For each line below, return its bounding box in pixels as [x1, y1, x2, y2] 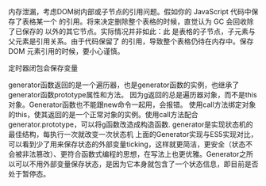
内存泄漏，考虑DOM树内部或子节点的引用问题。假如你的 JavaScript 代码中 [8, 7, 252, 16]
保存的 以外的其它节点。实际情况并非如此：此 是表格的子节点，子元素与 [21, 27, 256, 36]
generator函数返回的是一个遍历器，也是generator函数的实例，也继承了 [8, 80, 240, 89]
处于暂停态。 [8, 169, 50, 178]
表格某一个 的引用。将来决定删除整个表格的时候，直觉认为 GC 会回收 [21, 17, 248, 26]
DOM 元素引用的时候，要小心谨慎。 [8, 47, 125, 55]
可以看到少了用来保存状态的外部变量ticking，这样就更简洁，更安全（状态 [8, 139, 246, 149]
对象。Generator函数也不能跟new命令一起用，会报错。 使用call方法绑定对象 [8, 100, 256, 109]
